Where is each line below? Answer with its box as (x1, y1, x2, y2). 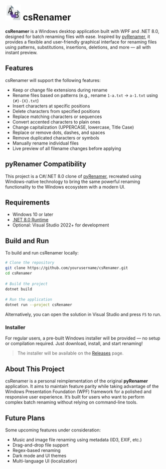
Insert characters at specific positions (12, 102, 91, 109)
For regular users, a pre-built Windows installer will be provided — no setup (5, 335, 161, 341)
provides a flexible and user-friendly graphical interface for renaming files (5, 38, 157, 44)
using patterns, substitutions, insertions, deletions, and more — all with (5, 44, 151, 50)
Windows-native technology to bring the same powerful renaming (5, 178, 141, 184)
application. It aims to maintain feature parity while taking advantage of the (5, 383, 159, 389)
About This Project (5, 364, 65, 373)
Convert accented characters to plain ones (12, 118, 101, 124)
